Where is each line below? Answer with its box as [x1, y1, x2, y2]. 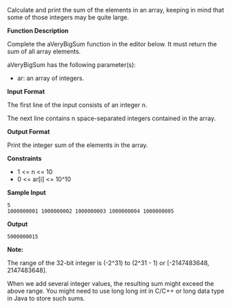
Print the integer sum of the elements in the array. [7, 141, 148, 149]
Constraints [7, 155, 42, 162]
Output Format [7, 128, 50, 135]
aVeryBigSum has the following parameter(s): [7, 61, 137, 68]
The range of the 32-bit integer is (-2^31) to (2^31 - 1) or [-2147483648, [7, 259, 210, 267]
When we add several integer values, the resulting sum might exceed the [7, 280, 214, 287]
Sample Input [7, 189, 46, 196]
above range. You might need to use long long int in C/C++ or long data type [7, 287, 225, 295]
